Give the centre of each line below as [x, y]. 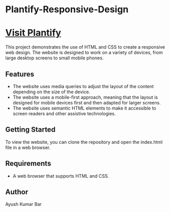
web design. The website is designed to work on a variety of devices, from [84, 53]
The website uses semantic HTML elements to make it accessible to [84, 108]
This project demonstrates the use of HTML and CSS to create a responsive [85, 47]
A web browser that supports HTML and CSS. [61, 176]
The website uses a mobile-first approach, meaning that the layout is [85, 97]
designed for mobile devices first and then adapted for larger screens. [87, 102]
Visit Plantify [33, 33]
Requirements [28, 164]
